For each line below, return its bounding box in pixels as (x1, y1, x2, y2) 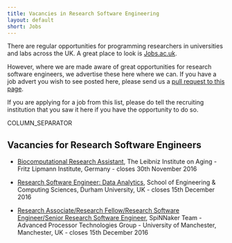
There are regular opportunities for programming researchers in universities (7, 42, 224, 51)
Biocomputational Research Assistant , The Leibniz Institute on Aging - (17, 157, 217, 166)
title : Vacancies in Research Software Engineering (7, 10, 159, 17)
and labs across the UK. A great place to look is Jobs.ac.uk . (7, 49, 177, 57)
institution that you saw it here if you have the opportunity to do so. (7, 105, 199, 114)
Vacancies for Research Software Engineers (7, 139, 202, 151)
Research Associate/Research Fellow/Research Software (17, 206, 180, 215)
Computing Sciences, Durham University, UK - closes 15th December (17, 186, 215, 194)
